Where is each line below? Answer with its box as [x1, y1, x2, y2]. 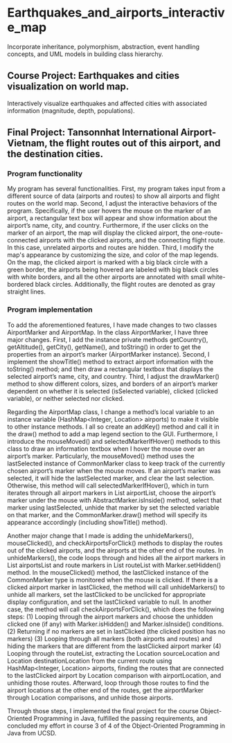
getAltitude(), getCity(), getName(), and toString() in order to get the [7, 343, 202, 351]
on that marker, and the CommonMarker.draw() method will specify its [7, 510, 208, 519]
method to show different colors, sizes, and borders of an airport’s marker [7, 379, 218, 388]
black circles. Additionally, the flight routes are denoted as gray [35, 280, 216, 289]
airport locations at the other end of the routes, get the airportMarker [7, 686, 204, 694]
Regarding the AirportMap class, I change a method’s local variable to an [7, 407, 215, 416]
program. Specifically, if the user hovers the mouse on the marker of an [7, 206, 211, 215]
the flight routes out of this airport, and [49, 137, 221, 150]
